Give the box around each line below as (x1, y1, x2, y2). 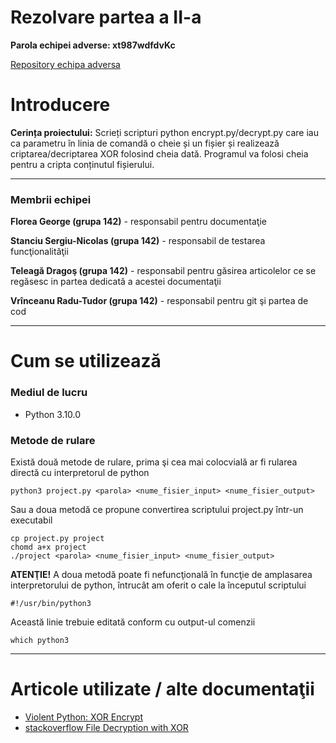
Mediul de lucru (10, 386, 88, 400)
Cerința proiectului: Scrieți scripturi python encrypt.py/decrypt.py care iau (10, 126, 319, 138)
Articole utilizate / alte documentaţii (10, 678, 315, 701)
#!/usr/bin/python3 (10, 598, 92, 608)
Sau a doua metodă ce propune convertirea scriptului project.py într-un (10, 503, 304, 515)
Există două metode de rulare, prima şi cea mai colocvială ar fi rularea (10, 456, 298, 468)
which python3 (10, 635, 70, 645)
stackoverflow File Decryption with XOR (24, 721, 189, 733)
